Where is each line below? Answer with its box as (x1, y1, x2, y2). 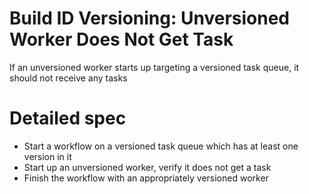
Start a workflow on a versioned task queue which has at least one (23, 140, 299, 152)
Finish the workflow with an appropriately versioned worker (23, 172, 269, 184)
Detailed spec (9, 107, 127, 130)
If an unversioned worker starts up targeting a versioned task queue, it (9, 61, 300, 73)
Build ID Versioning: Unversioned (9, 7, 290, 30)
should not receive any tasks (9, 72, 128, 84)
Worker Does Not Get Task (9, 28, 234, 51)
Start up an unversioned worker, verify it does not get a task (23, 161, 272, 173)
